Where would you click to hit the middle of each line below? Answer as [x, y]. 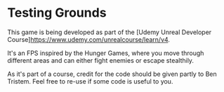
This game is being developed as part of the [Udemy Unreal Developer [110, 32]
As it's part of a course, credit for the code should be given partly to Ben [112, 74]
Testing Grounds [57, 13]
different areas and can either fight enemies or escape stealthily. [101, 60]
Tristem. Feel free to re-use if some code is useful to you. [90, 81]
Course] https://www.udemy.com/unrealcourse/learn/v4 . [89, 39]
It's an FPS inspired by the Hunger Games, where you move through [106, 53]
